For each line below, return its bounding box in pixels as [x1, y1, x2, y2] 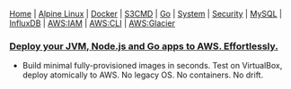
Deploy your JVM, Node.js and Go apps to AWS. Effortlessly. [9, 40, 278, 53]
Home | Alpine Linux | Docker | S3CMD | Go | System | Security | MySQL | [9, 9, 283, 19]
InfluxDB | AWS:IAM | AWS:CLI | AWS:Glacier [9, 18, 175, 28]
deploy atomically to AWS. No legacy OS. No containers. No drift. [22, 69, 263, 80]
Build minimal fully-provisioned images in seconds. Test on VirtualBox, [22, 61, 283, 71]
